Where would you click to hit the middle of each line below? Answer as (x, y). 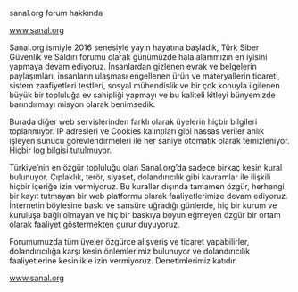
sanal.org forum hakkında (56, 13)
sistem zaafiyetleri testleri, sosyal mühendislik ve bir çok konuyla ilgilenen (145, 85)
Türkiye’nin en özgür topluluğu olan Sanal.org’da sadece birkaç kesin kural (146, 167)
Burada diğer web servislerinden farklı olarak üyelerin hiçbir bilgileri (133, 121)
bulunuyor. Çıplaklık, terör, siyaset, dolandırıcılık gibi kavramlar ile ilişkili (140, 177)
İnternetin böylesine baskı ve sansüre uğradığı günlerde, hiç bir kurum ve (143, 205)
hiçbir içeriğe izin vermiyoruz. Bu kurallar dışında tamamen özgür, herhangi (147, 186)
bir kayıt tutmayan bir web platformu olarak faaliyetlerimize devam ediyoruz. (149, 196)
